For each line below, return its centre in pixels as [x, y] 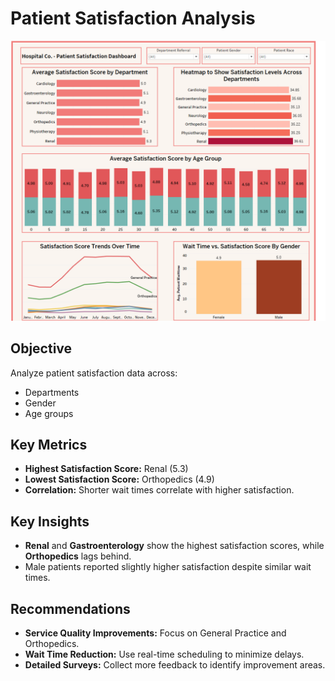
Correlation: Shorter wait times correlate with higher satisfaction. [159, 490]
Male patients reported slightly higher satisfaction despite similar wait [168, 567]
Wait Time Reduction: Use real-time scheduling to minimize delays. [164, 654]
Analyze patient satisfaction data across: [94, 373]
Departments [52, 392]
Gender [40, 403]
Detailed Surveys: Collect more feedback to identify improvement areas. [175, 665]
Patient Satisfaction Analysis [133, 18]
